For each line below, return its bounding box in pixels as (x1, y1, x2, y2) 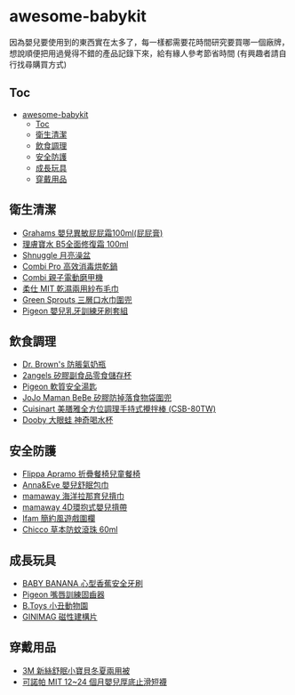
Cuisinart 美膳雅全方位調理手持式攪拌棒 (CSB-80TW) (21, 403, 216, 415)
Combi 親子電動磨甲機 (21, 271, 104, 282)
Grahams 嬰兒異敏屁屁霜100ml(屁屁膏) (21, 227, 163, 238)
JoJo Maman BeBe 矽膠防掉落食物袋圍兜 (21, 392, 171, 403)
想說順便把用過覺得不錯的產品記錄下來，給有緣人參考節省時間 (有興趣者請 (9, 47, 280, 59)
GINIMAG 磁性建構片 (21, 611, 98, 622)
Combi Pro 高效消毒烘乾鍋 (21, 261, 118, 271)
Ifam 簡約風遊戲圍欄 (21, 513, 96, 524)
